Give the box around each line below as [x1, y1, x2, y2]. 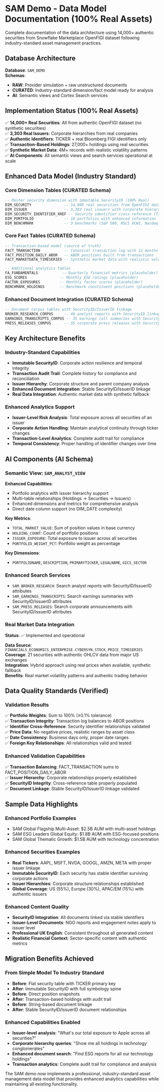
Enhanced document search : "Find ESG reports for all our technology [12, 1050, 154, 1057]
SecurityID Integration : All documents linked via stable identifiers [12, 914, 144, 920]
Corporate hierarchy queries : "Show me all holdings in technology [12, 1040, 147, 1046]
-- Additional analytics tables [5, 266, 71, 271]
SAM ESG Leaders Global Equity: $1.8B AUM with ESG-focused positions [12, 831, 159, 837]
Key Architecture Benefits [5, 334, 86, 342]
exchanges [5, 657, 27, 662]
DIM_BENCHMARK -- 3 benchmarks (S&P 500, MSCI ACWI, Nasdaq [5, 221, 159, 226]
